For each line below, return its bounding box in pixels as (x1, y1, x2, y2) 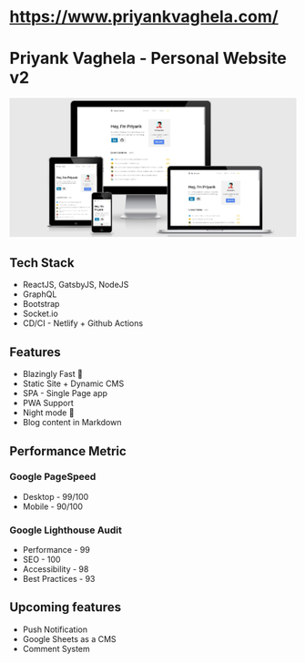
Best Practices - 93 (22, 574, 96, 585)
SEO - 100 (22, 554, 61, 566)
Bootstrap (22, 299, 60, 310)
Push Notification (22, 624, 88, 635)
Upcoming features (9, 599, 121, 616)
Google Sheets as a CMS (22, 633, 117, 644)
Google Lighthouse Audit (9, 524, 123, 536)
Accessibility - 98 (22, 564, 89, 575)
